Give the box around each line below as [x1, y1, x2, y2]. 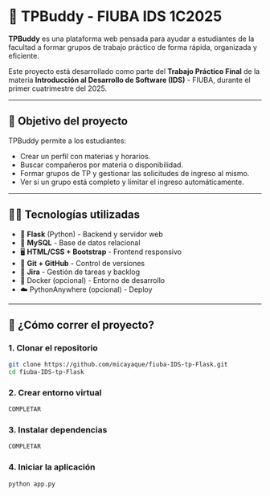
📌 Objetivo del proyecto [8, 114, 129, 128]
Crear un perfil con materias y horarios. [19, 151, 151, 161]
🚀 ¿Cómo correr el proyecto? [8, 318, 155, 332]
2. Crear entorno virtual [8, 387, 102, 398]
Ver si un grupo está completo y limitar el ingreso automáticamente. [19, 177, 244, 187]
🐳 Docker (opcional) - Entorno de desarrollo [19, 275, 166, 285]
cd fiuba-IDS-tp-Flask [8, 368, 84, 376]
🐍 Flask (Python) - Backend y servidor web [19, 229, 163, 239]
